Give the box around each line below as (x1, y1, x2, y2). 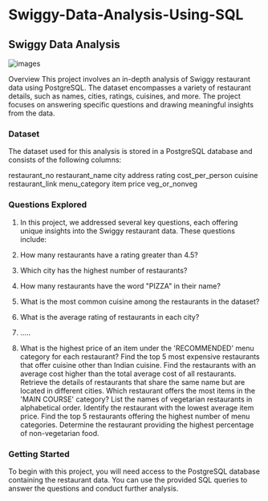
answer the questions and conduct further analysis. (8, 483, 179, 493)
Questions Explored (8, 199, 87, 210)
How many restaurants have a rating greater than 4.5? (19, 250, 199, 260)
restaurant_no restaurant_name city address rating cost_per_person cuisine (8, 171, 258, 180)
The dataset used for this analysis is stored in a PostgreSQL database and (8, 147, 253, 156)
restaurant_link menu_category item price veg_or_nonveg (8, 179, 198, 189)
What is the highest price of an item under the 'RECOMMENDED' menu (19, 343, 254, 353)
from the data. (8, 108, 55, 118)
